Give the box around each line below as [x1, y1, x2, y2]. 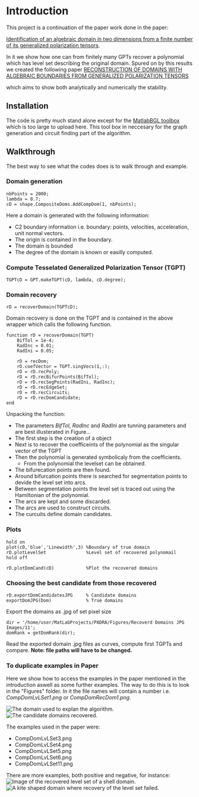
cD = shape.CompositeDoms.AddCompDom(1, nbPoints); [6, 201, 137, 207]
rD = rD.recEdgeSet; [17, 385, 68, 390]
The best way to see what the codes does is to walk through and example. [6, 162, 188, 170]
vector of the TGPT [14, 448, 62, 455]
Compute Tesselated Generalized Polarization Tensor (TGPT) [6, 263, 186, 271]
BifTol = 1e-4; [17, 337, 55, 343]
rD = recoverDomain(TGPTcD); [6, 304, 78, 310]
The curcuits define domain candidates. [14, 511, 113, 518]
